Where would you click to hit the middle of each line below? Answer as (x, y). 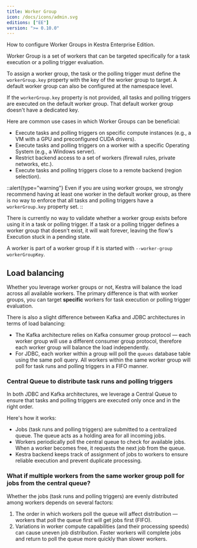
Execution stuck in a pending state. (49, 237)
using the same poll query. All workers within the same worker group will (103, 360)
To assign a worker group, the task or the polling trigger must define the (94, 73)
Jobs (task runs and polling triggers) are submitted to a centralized (96, 429)
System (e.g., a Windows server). (55, 152)
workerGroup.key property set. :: (45, 207)
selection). (28, 176)
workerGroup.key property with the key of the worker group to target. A (92, 80)
